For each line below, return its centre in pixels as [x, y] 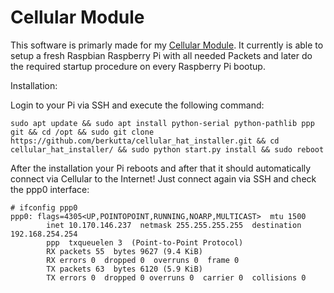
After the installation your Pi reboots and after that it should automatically [161, 168]
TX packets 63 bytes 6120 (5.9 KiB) [124, 269]
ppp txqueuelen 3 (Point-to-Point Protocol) [145, 242]
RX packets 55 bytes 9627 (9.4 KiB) [124, 251]
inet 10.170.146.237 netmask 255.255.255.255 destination [174, 225]
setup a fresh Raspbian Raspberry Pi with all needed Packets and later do [161, 55]
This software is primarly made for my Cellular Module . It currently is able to [167, 45]
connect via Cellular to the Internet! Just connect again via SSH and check [163, 178]
